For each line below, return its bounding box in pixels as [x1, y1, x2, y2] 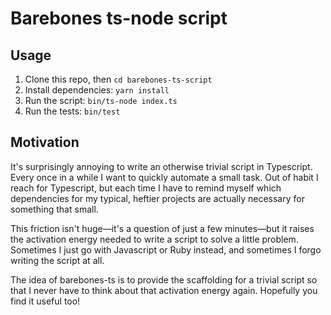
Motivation [10, 134, 80, 151]
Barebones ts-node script [10, 7, 228, 30]
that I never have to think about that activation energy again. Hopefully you [10, 284, 318, 296]
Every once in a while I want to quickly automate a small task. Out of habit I [10, 171, 319, 183]
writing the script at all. [10, 254, 105, 266]
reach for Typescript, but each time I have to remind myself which [10, 182, 282, 194]
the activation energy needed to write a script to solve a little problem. [10, 233, 299, 245]
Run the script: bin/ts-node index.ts [24, 95, 178, 106]
